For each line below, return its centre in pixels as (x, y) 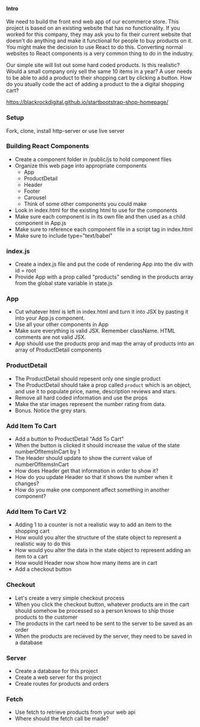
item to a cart (31, 556)
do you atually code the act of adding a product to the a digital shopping (95, 84)
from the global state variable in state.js (63, 283)
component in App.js (40, 223)
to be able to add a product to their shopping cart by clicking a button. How (99, 78)
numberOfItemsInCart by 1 (47, 452)
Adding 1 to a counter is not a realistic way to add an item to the (93, 525)
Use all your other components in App (62, 325)
